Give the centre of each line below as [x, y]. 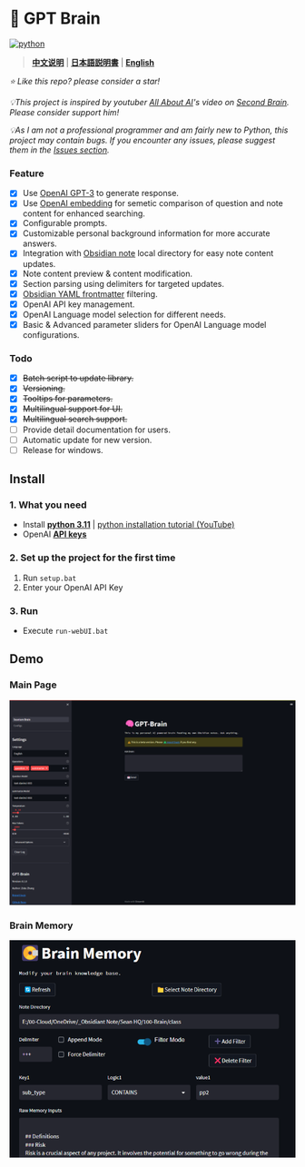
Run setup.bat [49, 578]
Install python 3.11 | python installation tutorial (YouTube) [128, 525]
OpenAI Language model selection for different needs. [124, 314]
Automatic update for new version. [87, 440]
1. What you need [49, 505]
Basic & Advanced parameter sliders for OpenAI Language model [144, 324]
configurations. [51, 334]
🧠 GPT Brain [55, 19]
